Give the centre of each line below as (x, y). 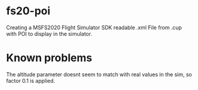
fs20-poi (28, 11)
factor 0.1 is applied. (31, 80)
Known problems (49, 58)
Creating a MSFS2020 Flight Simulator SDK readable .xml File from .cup (94, 27)
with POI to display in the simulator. (49, 33)
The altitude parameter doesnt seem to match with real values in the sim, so (99, 74)
